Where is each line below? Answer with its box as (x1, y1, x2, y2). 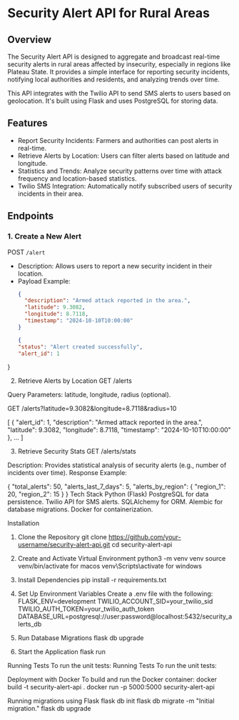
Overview (7, 34, 52, 46)
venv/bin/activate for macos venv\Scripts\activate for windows (17, 562, 202, 571)
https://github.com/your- (108, 533, 182, 541)
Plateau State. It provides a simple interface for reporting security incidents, (7, 68, 230, 76)
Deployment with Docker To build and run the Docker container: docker (7, 675, 218, 684)
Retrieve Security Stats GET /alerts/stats (17, 447, 137, 456)
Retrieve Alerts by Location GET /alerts (17, 376, 132, 385)
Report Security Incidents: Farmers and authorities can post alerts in (17, 136, 219, 144)
